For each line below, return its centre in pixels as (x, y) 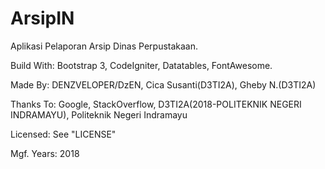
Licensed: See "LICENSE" (63, 134)
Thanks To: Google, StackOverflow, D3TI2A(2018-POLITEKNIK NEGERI (156, 104)
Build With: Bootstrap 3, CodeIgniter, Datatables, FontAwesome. (141, 65)
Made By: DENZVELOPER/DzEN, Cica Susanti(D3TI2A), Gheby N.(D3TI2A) (163, 84)
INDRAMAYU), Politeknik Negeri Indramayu (99, 114)
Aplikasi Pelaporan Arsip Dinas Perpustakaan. (104, 46)
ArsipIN (42, 18)
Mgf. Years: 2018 (45, 153)
